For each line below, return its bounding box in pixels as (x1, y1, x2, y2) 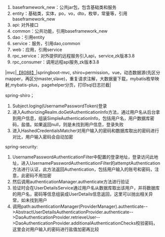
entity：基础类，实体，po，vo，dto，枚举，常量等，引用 (12, 10, 127, 16)
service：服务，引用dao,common (12, 41, 81, 46)
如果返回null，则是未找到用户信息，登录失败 (34, 122, 124, 127)
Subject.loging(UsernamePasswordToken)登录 (12, 103, 107, 109)
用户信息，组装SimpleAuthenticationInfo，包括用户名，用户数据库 (16, 115, 151, 121)
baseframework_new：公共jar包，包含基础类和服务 (12, 4, 117, 10)
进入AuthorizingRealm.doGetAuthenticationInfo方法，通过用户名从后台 (12, 109, 156, 115)
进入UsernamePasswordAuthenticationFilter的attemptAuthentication (21, 160, 161, 166)
